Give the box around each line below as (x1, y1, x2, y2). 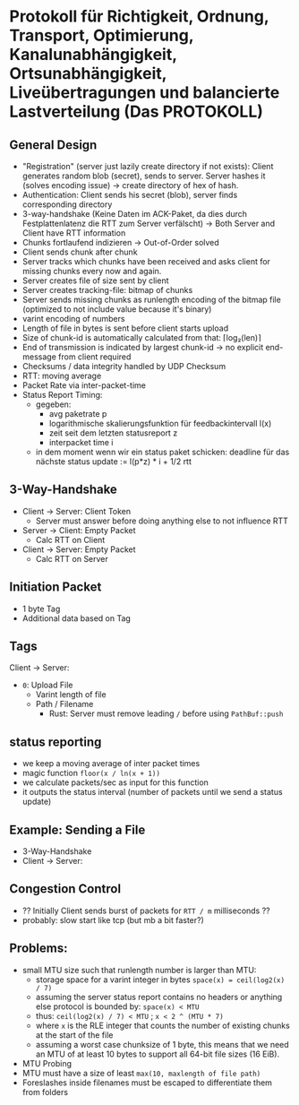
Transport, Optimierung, (9, 25, 194, 46)
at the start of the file (35, 1029, 114, 1040)
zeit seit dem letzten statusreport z (48, 427, 178, 438)
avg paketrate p (48, 409, 107, 419)
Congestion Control (9, 881, 122, 897)
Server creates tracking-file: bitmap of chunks (21, 285, 193, 295)
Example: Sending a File (9, 822, 146, 837)
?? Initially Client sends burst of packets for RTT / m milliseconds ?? (21, 905, 270, 916)
